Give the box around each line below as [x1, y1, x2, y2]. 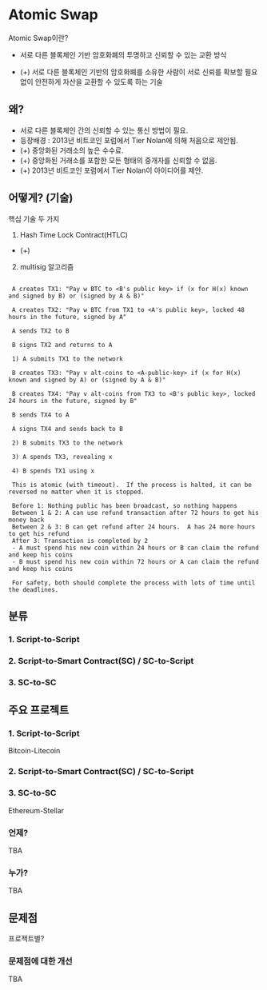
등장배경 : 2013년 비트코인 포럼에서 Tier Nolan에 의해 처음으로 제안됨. [19, 135, 238, 145]
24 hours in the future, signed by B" [8, 397, 137, 405]
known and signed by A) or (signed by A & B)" [8, 376, 166, 384]
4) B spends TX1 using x [11, 466, 94, 475]
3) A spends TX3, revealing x [11, 453, 113, 461]
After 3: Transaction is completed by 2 [11, 537, 149, 545]
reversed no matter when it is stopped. [8, 488, 145, 496]
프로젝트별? [8, 934, 45, 944]
